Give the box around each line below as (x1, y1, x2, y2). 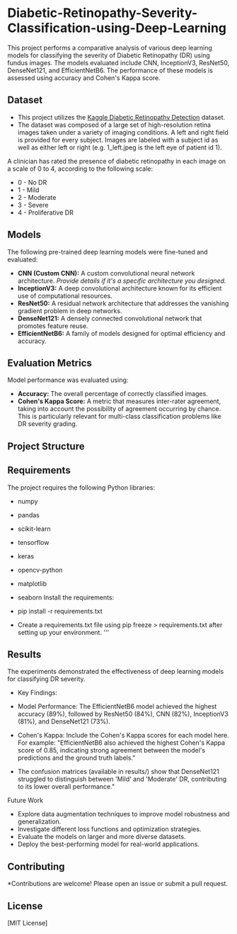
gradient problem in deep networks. (17, 306, 122, 315)
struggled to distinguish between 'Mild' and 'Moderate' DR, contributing (17, 775, 227, 784)
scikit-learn (17, 524, 51, 533)
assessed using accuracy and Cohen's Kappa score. (7, 73, 161, 82)
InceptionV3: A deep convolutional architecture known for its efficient (17, 283, 222, 292)
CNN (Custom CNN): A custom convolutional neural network (17, 269, 195, 277)
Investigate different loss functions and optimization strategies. (17, 825, 202, 833)
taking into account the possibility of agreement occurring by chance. (17, 405, 221, 413)
